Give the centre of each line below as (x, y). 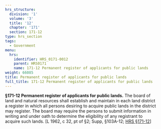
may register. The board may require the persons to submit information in (78, 111)
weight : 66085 (19, 73)
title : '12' (22, 23)
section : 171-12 (26, 32)
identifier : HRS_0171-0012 (41, 59)
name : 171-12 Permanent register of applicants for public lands (81, 68)
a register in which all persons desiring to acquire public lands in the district (80, 106)
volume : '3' (22, 18)
